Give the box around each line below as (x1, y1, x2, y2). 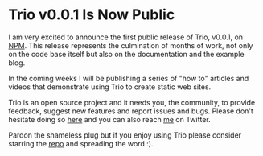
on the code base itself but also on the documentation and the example (8, 49, 245, 59)
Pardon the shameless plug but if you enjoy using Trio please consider (8, 130, 242, 140)
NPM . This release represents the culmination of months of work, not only (8, 40, 253, 50)
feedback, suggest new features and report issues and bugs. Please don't (8, 106, 253, 116)
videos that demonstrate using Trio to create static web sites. (8, 82, 212, 92)
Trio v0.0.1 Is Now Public (8, 6, 175, 24)
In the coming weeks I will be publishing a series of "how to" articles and (8, 73, 249, 83)
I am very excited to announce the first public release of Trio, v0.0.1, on (8, 32, 244, 42)
